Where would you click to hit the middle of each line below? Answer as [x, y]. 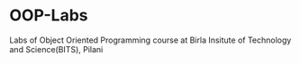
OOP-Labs [49, 16]
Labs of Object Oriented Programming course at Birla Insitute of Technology [150, 40]
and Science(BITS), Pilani [56, 49]
